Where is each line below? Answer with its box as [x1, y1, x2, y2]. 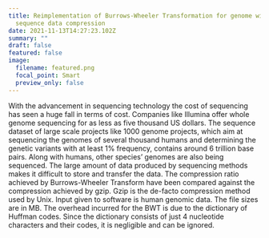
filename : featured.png [15, 64, 94, 72]
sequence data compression [15, 19, 106, 27]
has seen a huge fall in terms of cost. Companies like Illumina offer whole [8, 109, 250, 119]
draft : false [8, 42, 52, 50]
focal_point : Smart [15, 71, 81, 79]
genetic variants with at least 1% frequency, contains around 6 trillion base [8, 143, 255, 153]
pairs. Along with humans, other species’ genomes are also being [8, 151, 224, 161]
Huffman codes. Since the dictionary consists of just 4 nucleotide [8, 212, 224, 221]
